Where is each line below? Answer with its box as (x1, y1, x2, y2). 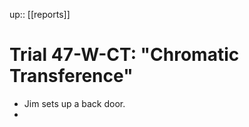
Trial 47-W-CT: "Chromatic (9, 44, 240, 66)
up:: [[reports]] (9, 9, 71, 20)
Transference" (9, 65, 134, 88)
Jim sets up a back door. (23, 97, 126, 109)
